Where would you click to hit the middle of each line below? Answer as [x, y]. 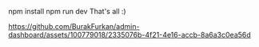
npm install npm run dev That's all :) [67, 11]
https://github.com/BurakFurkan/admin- [74, 26]
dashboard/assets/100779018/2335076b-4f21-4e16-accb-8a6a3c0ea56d [130, 35]
